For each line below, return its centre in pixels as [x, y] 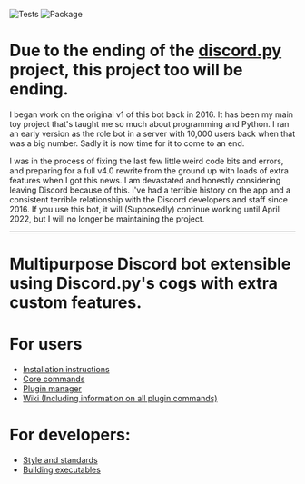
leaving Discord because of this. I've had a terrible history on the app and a [150, 190]
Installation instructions [66, 370]
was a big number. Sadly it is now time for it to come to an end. [127, 143]
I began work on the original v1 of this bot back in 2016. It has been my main [151, 114]
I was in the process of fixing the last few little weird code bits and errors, [147, 161]
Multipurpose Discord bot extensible [150, 264]
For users [46, 344]
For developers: [70, 435]
